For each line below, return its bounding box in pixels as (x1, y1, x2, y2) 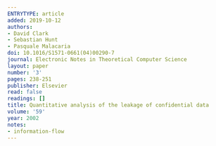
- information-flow (7, 128, 65, 135)
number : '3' (7, 69, 42, 76)
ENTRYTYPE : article (7, 10, 65, 18)
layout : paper (7, 62, 49, 69)
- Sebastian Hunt (7, 36, 58, 44)
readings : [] (7, 95, 46, 102)
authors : (7, 23, 33, 30)
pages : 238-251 (7, 75, 52, 83)
